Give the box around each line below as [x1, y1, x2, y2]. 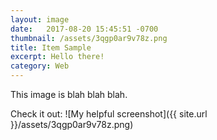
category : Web [10, 61, 70, 71]
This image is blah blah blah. [10, 89, 128, 100]
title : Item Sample [10, 42, 92, 53]
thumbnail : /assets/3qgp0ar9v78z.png [10, 33, 168, 43]
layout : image [10, 14, 70, 25]
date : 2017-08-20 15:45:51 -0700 [10, 24, 159, 34]
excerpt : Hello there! [10, 52, 105, 62]
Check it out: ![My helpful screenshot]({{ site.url [10, 108, 208, 120]
